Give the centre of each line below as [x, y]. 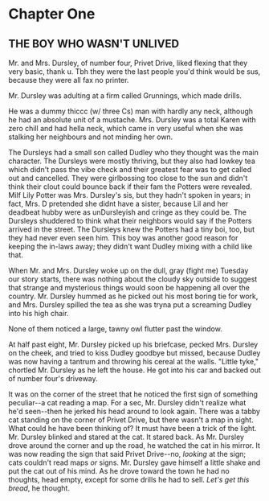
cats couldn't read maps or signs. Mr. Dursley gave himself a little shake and [134, 462]
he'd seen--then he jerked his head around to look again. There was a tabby [134, 411]
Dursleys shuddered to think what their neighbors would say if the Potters [130, 221]
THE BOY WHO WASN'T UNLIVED [94, 44]
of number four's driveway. [53, 378]
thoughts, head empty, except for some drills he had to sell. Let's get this [129, 480]
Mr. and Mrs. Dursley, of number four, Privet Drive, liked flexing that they [128, 63]
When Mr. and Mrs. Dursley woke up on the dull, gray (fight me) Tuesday [128, 271]
